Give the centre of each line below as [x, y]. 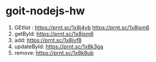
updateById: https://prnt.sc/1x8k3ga [59, 46]
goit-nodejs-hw [45, 11]
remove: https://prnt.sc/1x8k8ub [54, 52]
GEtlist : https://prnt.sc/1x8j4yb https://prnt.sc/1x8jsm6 [82, 27]
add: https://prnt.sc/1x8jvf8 [48, 40]
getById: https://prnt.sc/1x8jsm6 [54, 33]
